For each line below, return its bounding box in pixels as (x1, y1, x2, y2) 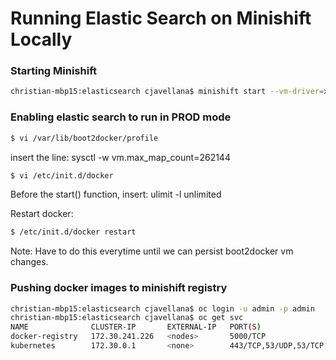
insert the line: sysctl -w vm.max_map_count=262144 (10, 151, 231, 163)
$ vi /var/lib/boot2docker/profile (10, 133, 159, 143)
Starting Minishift (10, 64, 98, 78)
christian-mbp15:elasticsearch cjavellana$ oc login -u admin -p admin (10, 303, 315, 314)
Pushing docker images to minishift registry (10, 281, 228, 295)
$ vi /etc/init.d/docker (10, 170, 114, 181)
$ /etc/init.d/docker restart (10, 227, 137, 237)
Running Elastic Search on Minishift (10, 7, 312, 30)
